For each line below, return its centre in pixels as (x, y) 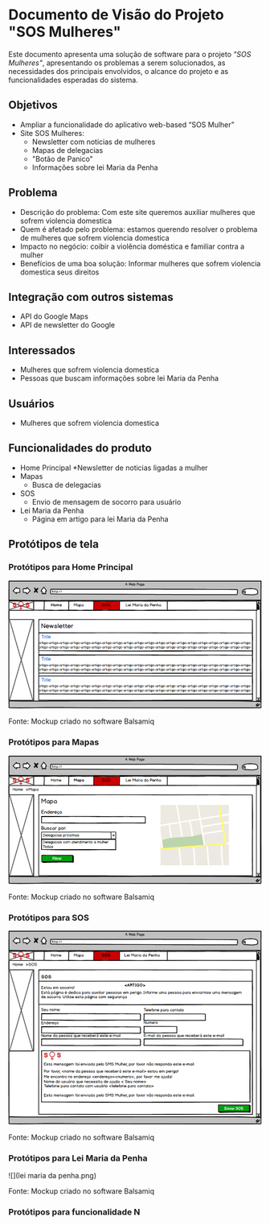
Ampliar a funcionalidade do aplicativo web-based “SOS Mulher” (127, 124)
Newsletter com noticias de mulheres (94, 142)
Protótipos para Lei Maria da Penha (78, 1158)
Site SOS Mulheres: (52, 133)
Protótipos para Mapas (54, 742)
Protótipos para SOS (49, 918)
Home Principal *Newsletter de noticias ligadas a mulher (114, 468)
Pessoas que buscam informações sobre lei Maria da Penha (119, 378)
